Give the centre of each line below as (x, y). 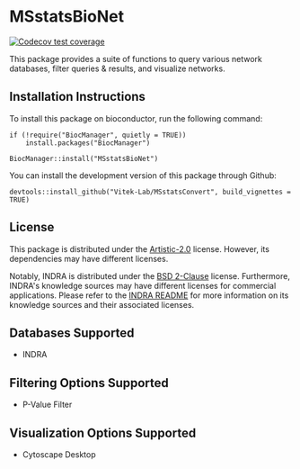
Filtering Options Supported (89, 383)
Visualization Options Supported (103, 433)
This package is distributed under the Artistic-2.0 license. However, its (139, 248)
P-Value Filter (47, 405)
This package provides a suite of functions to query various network (136, 59)
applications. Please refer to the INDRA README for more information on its (149, 295)
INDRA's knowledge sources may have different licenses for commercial (143, 285)
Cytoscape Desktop (59, 455)
